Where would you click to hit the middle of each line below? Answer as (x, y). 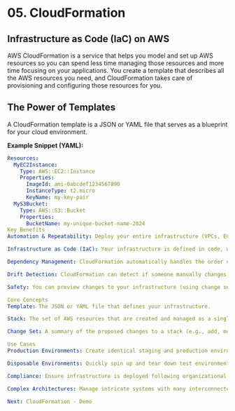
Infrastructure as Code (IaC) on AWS (88, 39)
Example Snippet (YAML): (45, 145)
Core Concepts (28, 299)
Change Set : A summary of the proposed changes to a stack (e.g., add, (114, 332)
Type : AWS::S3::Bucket (53, 210)
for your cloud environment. (47, 132)
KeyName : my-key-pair (57, 198)
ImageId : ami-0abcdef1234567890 (73, 184)
